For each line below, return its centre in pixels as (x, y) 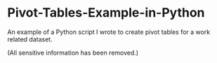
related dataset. (30, 39)
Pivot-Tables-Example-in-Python (106, 13)
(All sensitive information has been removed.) (73, 53)
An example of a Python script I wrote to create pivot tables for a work (109, 32)
